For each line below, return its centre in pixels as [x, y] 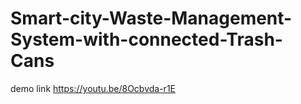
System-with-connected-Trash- [146, 39]
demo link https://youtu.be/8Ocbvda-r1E [93, 88]
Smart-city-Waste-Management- [151, 18]
